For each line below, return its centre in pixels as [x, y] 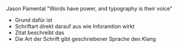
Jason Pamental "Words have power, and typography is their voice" [89, 9]
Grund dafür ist [33, 20]
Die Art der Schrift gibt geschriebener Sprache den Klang [85, 39]
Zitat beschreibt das [39, 33]
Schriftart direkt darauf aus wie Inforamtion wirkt [75, 26]
